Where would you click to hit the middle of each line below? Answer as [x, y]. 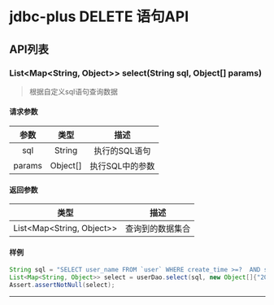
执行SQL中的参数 [122, 166]
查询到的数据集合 [158, 229]
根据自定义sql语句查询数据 [74, 91]
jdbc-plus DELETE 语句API [99, 17]
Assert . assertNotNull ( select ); [62, 285]
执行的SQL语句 [122, 151]
